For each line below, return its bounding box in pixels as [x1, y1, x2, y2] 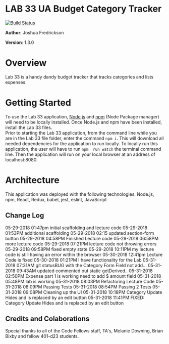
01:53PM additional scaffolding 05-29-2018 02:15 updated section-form [5, 230, 154, 236]
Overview [5, 57, 47, 69]
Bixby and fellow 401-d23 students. [5, 333, 79, 339]
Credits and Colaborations [5, 314, 90, 323]
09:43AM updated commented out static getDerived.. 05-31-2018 [16, 268, 153, 274]
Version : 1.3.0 [5, 39, 34, 46]
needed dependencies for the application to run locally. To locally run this [5, 140, 158, 147]
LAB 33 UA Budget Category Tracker [5, 3, 162, 15]
